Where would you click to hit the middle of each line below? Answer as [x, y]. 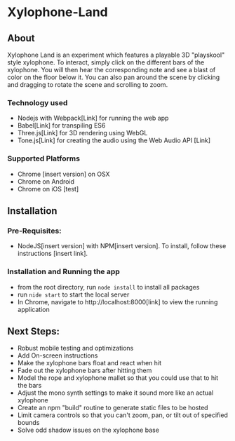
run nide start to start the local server [73, 294]
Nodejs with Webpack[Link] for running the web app [93, 118]
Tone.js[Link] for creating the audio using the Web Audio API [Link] [114, 140]
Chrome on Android [46, 181]
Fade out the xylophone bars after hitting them [85, 371]
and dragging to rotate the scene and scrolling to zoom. [88, 84]
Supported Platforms [44, 158]
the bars [29, 386]
